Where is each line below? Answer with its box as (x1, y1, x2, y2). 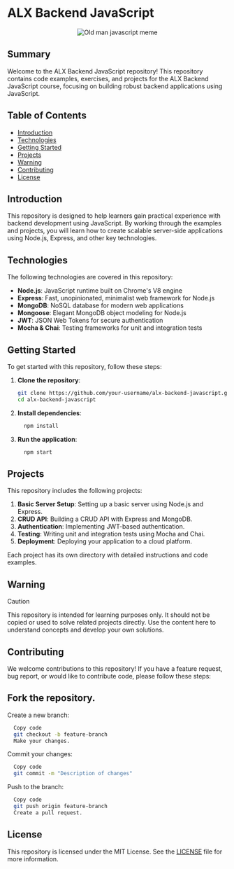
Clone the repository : (17, 376, 81, 384)
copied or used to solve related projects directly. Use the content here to (7, 618, 217, 627)
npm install (24, 422, 59, 429)
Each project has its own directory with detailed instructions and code (7, 551, 208, 559)
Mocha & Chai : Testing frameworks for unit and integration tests (17, 324, 203, 332)
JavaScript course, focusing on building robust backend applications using (7, 82, 223, 90)
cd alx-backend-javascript (17, 396, 96, 403)
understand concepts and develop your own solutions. (7, 625, 164, 634)
